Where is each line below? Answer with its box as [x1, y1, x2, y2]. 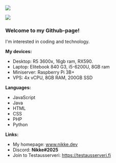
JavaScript [12, 95, 36, 101]
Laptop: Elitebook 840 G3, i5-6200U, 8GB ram [12, 64, 110, 70]
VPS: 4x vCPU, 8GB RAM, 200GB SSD [12, 75, 93, 81]
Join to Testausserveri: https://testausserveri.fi [12, 152, 111, 158]
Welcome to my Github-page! [5, 27, 80, 34]
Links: [5, 131, 19, 137]
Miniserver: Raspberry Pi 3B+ [12, 69, 75, 76]
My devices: [5, 49, 32, 55]
